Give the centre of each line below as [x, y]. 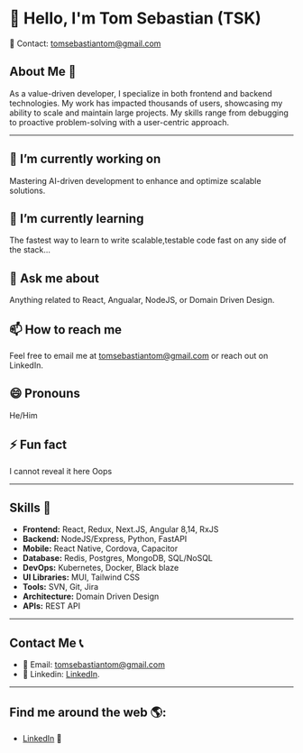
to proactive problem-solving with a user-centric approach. [119, 122]
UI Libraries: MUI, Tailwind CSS [81, 577]
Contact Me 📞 [46, 643]
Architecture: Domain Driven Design [91, 597]
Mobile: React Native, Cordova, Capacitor [100, 548]
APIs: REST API [51, 606]
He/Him [23, 415]
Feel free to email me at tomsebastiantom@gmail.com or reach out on [139, 356]
